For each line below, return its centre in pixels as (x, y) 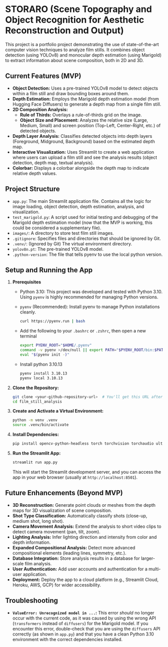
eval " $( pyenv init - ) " (45, 355)
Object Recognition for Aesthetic (75, 20)
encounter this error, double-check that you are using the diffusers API (86, 628)
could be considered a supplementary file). (57, 228)
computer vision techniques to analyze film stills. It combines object (75, 50)
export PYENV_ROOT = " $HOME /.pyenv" (56, 346)
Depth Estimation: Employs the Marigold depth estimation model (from (85, 99)
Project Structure (32, 189)
